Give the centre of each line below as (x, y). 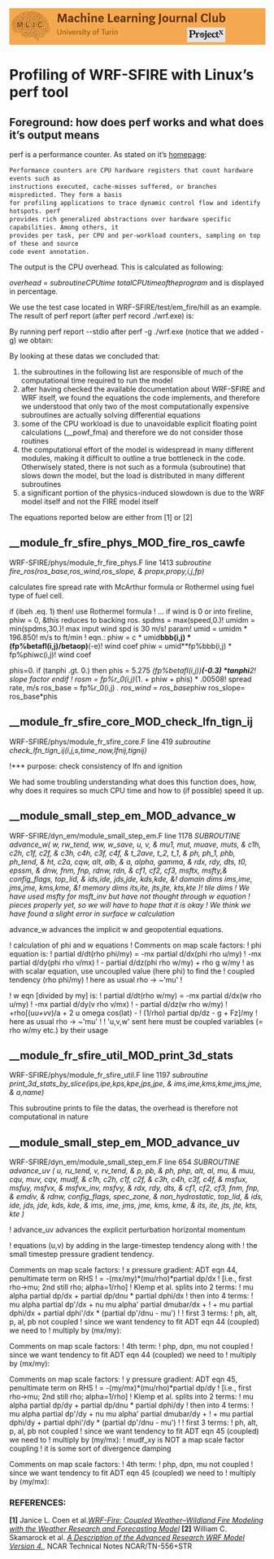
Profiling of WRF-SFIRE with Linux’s (132, 75)
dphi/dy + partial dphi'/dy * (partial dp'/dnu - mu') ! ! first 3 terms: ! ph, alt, (134, 1423)
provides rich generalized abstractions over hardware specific (120, 220)
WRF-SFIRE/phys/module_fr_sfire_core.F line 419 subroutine (110, 742)
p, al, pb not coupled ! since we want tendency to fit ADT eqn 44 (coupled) (134, 1322)
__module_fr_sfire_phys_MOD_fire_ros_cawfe (127, 543)
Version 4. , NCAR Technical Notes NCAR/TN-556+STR (101, 1546)
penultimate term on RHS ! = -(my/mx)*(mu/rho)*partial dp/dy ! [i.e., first (130, 1388)
